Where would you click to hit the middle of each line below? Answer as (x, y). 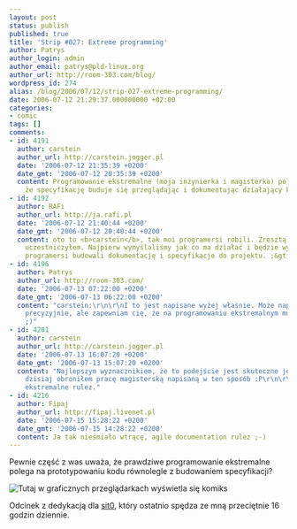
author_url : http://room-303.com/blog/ (83, 75)
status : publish (39, 26)
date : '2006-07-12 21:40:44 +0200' (83, 223)
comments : (27, 133)
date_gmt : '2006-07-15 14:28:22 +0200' (91, 429)
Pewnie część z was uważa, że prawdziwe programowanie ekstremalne (140, 462)
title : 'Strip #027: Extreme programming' (88, 42)
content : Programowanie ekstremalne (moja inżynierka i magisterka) (146, 182)
